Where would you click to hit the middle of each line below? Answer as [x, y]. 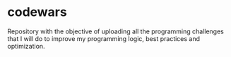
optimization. [26, 46]
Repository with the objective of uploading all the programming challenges [115, 31]
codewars [37, 12]
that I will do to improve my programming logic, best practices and [103, 38]
